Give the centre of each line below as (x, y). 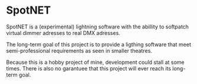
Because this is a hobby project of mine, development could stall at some (95, 62)
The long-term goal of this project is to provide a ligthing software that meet (98, 44)
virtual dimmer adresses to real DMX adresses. (63, 33)
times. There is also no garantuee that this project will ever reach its (89, 68)
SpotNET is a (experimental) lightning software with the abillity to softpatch (98, 27)
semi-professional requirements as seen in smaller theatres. (79, 50)
